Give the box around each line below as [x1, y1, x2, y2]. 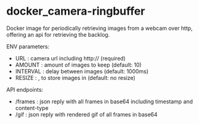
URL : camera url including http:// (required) [15, 54, 126, 62]
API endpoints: [6, 86, 43, 93]
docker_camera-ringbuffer [6, 4, 145, 18]
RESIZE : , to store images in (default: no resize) [15, 74, 136, 81]
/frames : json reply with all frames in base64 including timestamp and [15, 98, 193, 105]
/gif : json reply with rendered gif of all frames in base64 [15, 111, 158, 118]
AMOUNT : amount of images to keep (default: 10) [15, 61, 142, 68]
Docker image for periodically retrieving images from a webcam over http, [6, 24, 193, 32]
